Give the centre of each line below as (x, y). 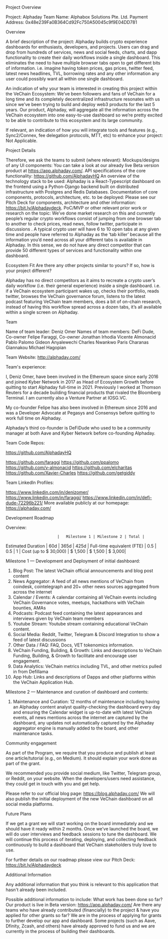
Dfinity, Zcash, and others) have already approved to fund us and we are (80, 926)
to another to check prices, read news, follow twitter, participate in (74, 224)
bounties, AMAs (29, 608)
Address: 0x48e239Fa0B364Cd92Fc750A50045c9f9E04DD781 (71, 22)
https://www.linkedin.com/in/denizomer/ (47, 492)
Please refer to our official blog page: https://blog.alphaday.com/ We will (80, 793)
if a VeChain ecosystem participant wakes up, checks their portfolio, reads (82, 291)
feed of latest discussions (39, 640)
